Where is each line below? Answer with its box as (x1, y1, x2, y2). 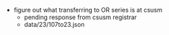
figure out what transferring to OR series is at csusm (13, 6, 163, 14)
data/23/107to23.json (23, 21, 85, 28)
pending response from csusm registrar (23, 13, 137, 21)
